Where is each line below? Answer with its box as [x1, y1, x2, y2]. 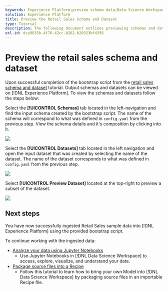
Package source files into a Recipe [12, 263, 84, 269]
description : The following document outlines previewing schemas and [5, 26, 155, 31]
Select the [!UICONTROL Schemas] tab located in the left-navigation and [5, 104, 156, 110]
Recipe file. [19, 279, 43, 285]
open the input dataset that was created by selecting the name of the [5, 150, 147, 156]
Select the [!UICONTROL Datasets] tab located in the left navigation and [5, 145, 154, 151]
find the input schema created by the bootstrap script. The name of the [5, 110, 151, 116]
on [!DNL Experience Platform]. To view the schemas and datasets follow [5, 89, 156, 95]
